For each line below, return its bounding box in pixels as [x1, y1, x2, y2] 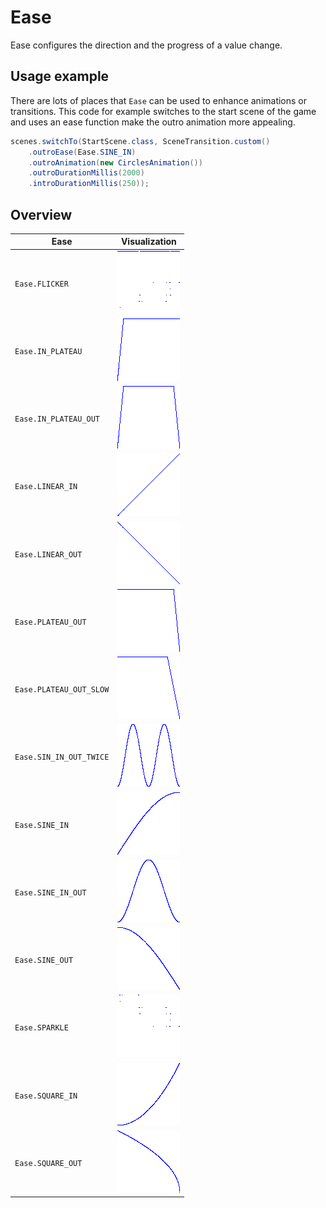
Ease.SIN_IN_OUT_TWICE [14, 752, 110, 763]
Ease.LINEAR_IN [14, 482, 78, 492]
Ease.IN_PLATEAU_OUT [14, 414, 101, 425]
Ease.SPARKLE [14, 1023, 69, 1033]
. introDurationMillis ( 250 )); [28, 179, 150, 189]
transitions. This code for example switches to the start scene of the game [10, 105, 317, 117]
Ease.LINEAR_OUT [14, 549, 83, 560]
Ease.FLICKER [14, 279, 69, 289]
